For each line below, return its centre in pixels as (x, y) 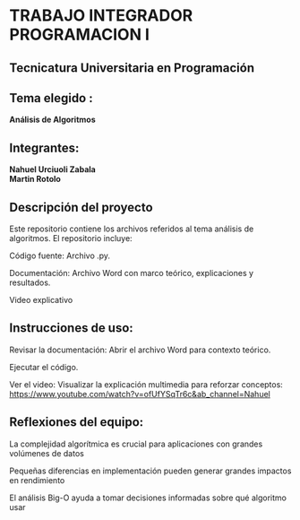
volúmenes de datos (47, 453)
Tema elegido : (51, 98)
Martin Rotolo (35, 179)
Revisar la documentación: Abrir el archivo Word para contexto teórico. (140, 350)
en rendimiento (37, 480)
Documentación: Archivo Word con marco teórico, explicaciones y (131, 273)
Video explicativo (41, 300)
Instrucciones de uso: (72, 328)
